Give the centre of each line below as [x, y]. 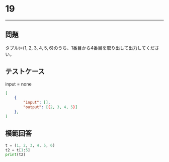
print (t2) [16, 155]
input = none [18, 84]
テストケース [25, 72]
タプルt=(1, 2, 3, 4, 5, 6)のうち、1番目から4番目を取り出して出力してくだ [80, 48]
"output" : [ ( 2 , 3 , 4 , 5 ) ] [51, 107]
